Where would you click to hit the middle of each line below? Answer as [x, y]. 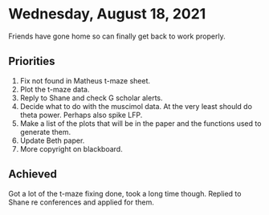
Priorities [32, 61]
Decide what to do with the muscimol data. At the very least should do [136, 106]
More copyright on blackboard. [71, 148]
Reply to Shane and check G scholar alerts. [91, 98]
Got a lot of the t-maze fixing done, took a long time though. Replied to [125, 193]
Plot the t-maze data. [55, 89]
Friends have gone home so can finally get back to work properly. [117, 36]
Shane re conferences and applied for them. [81, 202]
